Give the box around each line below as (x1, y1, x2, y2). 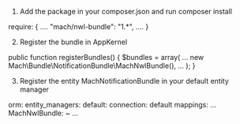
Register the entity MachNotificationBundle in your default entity (19, 77, 229, 85)
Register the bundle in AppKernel (19, 37, 128, 47)
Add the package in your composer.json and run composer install (19, 7, 233, 16)
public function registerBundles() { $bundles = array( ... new (8, 53, 204, 62)
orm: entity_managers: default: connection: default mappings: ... (8, 100, 217, 109)
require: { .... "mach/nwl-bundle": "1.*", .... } (8, 22, 149, 31)
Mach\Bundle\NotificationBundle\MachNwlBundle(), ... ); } (8, 61, 196, 70)
